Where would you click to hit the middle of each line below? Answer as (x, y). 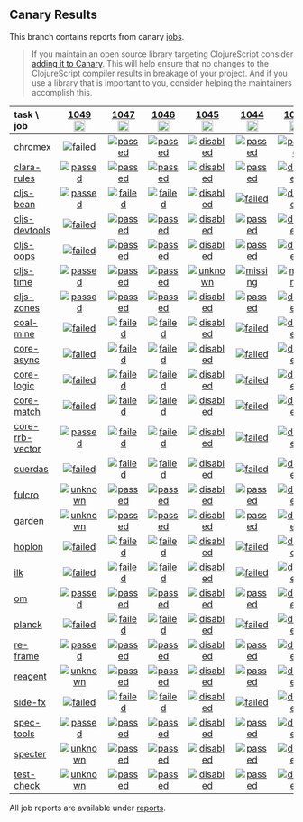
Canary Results (53, 15)
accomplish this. (62, 92)
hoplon (28, 546)
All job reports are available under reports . (88, 808)
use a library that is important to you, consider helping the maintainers (162, 82)
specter (30, 753)
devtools (32, 230)
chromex (32, 146)
